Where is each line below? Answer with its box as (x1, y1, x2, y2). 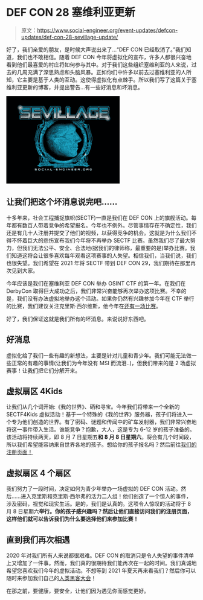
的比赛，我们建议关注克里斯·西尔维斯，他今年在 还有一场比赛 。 (6, 302, 162, 310)
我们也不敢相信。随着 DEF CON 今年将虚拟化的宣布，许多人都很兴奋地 (16, 53, 192, 60)
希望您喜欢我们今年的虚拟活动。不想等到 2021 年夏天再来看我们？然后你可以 (6, 567, 196, 574)
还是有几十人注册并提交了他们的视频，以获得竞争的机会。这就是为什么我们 (6, 229, 192, 236)
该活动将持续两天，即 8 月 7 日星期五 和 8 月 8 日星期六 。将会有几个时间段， (6, 433, 195, 441)
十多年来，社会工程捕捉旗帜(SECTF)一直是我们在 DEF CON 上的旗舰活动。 (6, 214, 192, 221)
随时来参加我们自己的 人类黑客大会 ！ (6, 575, 97, 581)
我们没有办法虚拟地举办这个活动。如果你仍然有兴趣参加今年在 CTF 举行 (16, 295, 195, 302)
